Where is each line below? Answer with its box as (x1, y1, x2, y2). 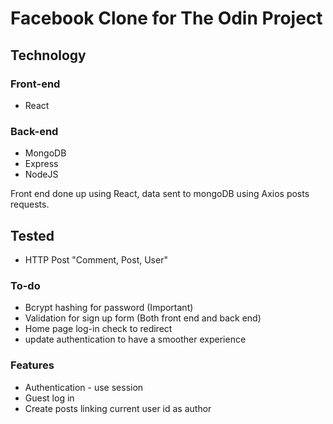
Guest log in (24, 392, 75, 404)
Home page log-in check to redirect (24, 323, 173, 335)
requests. (10, 198, 50, 211)
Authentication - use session (24, 381, 144, 393)
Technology (10, 47, 87, 64)
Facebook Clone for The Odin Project (10, 7, 323, 30)
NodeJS (24, 168, 59, 181)
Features (10, 358, 55, 372)
